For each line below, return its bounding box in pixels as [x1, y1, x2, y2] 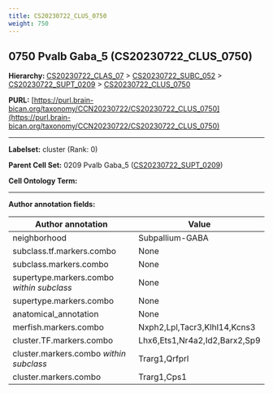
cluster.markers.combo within [12, 348, 126, 360]
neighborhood [12, 232, 67, 244]
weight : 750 [8, 19, 49, 28]
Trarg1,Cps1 [137, 371, 187, 382]
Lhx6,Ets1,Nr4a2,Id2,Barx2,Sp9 [137, 335, 261, 346]
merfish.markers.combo [12, 322, 104, 333]
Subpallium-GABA [137, 232, 209, 244]
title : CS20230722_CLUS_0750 [8, 11, 107, 20]
